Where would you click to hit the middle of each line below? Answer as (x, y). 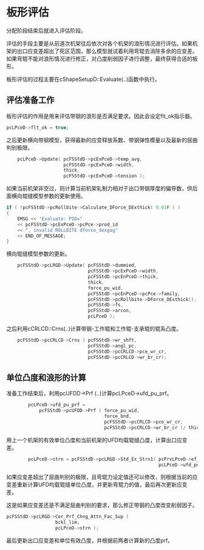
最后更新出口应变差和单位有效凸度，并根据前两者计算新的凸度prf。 (90, 541)
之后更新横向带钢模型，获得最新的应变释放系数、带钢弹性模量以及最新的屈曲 (102, 140)
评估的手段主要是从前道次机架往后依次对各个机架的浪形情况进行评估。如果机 (102, 43)
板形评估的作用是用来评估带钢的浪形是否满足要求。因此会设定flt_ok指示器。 (101, 116)
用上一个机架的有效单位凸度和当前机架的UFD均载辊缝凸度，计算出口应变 (97, 440)
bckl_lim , (67, 523)
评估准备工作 (30, 100)
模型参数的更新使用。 (59, 196)
